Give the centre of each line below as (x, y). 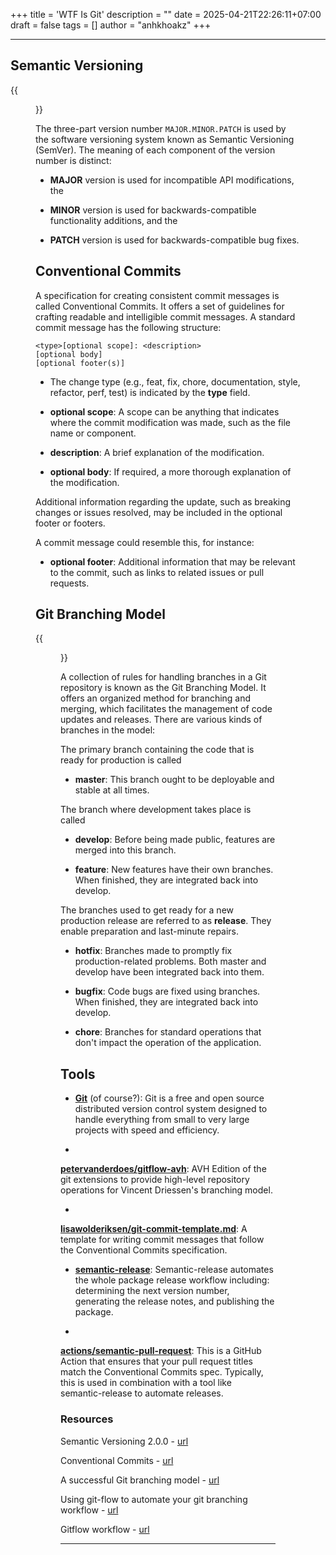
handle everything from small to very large (162, 1120)
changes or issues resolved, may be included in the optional (159, 512)
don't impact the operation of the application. (168, 1043)
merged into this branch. (125, 850)
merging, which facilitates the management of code (166, 709)
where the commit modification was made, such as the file (170, 422)
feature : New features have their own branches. (174, 870)
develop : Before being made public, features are (175, 840)
